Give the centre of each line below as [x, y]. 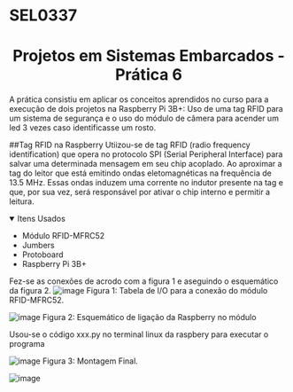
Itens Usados [42, 219]
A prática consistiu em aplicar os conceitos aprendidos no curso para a [139, 99]
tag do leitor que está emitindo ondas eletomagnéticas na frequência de [140, 173]
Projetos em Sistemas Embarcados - [149, 56]
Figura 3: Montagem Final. [91, 361]
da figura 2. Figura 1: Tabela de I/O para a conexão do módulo [139, 291]
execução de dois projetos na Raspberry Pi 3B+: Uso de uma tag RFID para [146, 109]
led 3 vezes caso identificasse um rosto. [83, 128]
